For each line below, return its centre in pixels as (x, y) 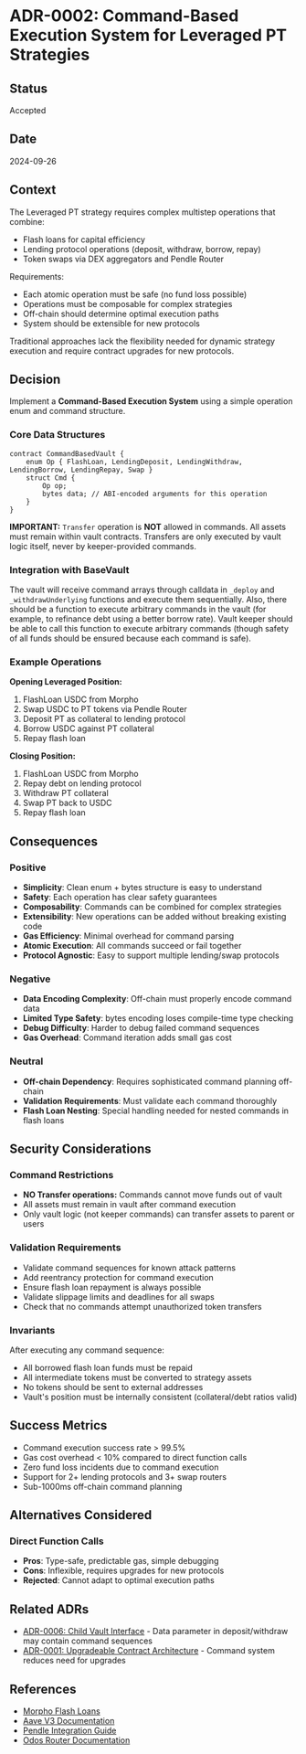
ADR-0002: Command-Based (124, 16)
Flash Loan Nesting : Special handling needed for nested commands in (156, 1111)
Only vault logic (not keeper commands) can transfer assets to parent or (158, 1214)
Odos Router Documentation (76, 1740)
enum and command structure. (68, 411)
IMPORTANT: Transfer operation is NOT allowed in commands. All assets (148, 526)
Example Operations (56, 662)
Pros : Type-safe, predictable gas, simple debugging (121, 1561)
